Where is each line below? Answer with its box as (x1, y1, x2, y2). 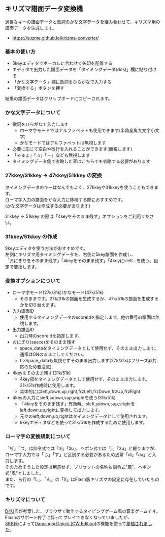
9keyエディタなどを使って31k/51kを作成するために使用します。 (19, 420, 148, 426)
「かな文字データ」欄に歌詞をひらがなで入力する (12, 79, 112, 85)
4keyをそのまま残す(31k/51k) (12, 370, 71, 376)
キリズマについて (5, 496, 46, 503)
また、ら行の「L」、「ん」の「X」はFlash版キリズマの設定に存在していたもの (5, 476, 160, 482)
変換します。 (13, 264, 39, 270)
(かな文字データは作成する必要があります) (5, 202, 91, 209)
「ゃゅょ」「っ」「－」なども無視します (12, 152, 90, 158)
